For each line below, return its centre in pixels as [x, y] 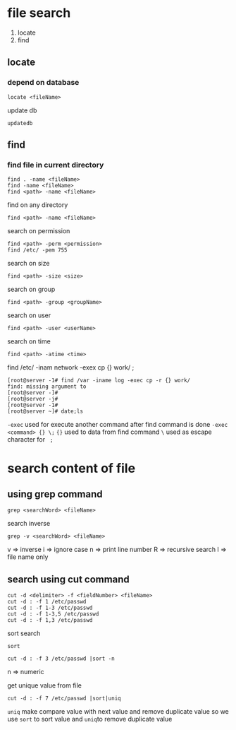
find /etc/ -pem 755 [38, 250]
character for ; [30, 440]
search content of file [72, 468]
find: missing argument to [47, 387]
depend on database [43, 83]
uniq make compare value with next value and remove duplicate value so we [118, 712]
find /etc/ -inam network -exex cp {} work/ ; [71, 367]
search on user [29, 315]
